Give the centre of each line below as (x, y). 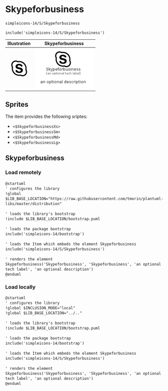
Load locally (20, 287)
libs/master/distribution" (34, 204)
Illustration (19, 43)
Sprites (17, 104)
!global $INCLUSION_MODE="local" (40, 308)
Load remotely (23, 172)
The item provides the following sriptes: (46, 116)
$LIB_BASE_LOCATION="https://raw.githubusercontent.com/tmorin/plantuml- (85, 199)
